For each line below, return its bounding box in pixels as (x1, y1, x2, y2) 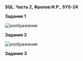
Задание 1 (5, 13, 26, 19)
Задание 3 (5, 50, 27, 56)
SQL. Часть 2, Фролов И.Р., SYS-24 (5, 4, 78, 10)
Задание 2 (5, 32, 27, 37)
